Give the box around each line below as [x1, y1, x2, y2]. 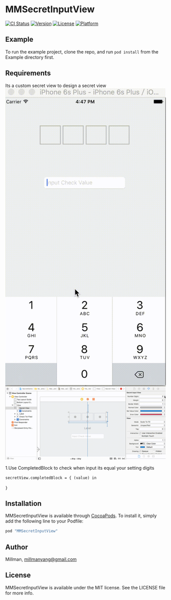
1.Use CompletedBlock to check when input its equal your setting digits [5, 465, 154, 471]
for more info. [5, 590, 34, 596]
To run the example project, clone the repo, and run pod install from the [5, 48, 159, 54]
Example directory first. [5, 54, 54, 60]
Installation [5, 499, 42, 508]
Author [5, 542, 28, 551]
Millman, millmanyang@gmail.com [5, 556, 77, 562]
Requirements [5, 69, 51, 77]
